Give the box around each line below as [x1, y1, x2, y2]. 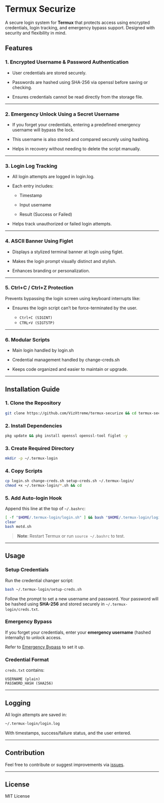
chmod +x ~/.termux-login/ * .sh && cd [5, 483, 82, 488]
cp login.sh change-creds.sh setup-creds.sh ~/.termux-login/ [5, 479, 134, 483]
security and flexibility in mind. [5, 30, 67, 36]
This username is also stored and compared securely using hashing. [12, 136, 150, 142]
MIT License [5, 793, 30, 799]
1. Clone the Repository [5, 400, 61, 406]
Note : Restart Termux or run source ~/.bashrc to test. [17, 533, 125, 539]
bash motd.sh [5, 524, 32, 529]
